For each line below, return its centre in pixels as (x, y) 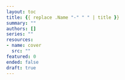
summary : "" (21, 23)
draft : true (21, 68)
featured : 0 (21, 57)
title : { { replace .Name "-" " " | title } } (63, 17)
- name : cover (24, 46)
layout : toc (21, 12)
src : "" (21, 51)
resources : (20, 40)
